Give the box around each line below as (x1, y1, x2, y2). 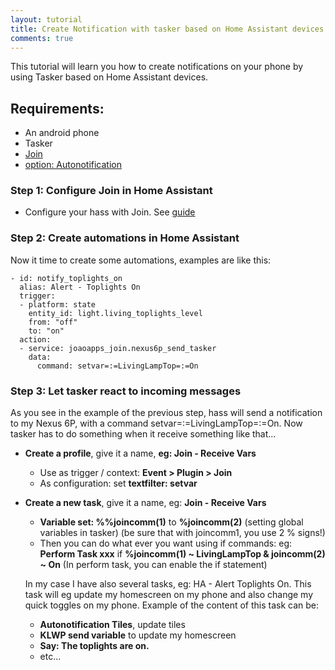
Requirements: (10, 100, 105, 117)
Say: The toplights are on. (39, 640, 150, 652)
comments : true (10, 33, 74, 43)
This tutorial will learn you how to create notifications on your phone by (10, 61, 304, 73)
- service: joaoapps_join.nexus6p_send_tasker (19, 343, 217, 353)
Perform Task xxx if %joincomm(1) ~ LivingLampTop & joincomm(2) (39, 548, 326, 560)
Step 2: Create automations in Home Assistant (10, 231, 240, 245)
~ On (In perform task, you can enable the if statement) (39, 559, 268, 571)
